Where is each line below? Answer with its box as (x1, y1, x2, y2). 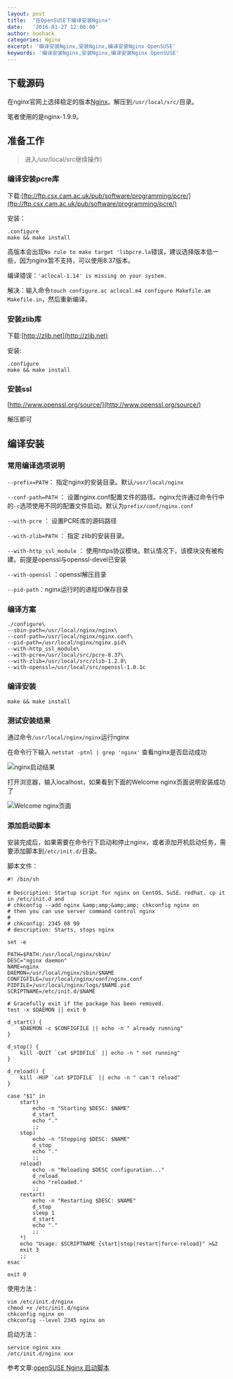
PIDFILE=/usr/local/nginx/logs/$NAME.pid (7, 982, 131, 989)
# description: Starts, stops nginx (7, 927, 114, 934)
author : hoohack (7, 30, 55, 37)
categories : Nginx (7, 37, 61, 44)
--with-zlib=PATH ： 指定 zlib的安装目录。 (7, 532, 128, 540)
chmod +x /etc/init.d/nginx (7, 1304, 90, 1312)
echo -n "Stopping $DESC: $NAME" (32, 1136, 131, 1143)
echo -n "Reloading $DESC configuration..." (32, 1167, 165, 1174)
